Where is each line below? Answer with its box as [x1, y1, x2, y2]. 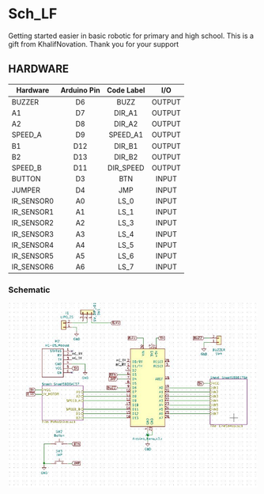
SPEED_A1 [108, 130, 144, 139]
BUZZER [11, 97, 40, 107]
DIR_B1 [114, 141, 138, 150]
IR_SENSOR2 [11, 218, 54, 228]
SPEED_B [11, 163, 42, 173]
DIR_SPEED [107, 163, 145, 173]
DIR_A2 [114, 120, 138, 128]
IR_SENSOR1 [11, 207, 54, 216]
